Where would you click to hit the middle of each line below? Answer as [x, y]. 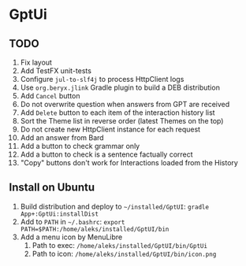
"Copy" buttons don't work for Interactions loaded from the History [129, 163]
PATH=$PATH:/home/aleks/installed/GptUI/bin [95, 229]
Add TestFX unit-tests [56, 71]
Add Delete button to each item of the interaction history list [117, 113]
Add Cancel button [50, 96]
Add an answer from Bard [62, 138]
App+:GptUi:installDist [60, 214]
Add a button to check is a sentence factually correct [106, 154]
